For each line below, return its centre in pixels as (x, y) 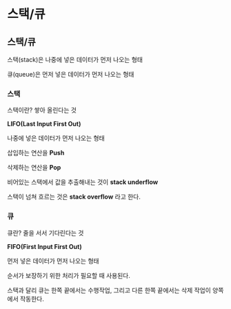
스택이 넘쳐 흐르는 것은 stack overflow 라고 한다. (74, 197)
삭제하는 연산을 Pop (34, 168)
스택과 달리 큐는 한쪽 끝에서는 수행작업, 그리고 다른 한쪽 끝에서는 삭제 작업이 (109, 290)
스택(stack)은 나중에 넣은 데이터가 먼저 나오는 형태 (75, 60)
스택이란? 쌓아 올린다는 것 (42, 110)
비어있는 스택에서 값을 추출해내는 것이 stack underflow (83, 182)
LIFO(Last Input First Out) (44, 124)
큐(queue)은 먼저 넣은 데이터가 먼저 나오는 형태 (71, 74)
